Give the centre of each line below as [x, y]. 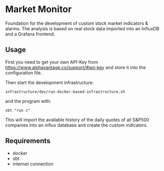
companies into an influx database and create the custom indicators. [76, 125]
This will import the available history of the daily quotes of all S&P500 [77, 120]
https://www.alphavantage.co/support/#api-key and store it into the [76, 67]
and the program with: [28, 101]
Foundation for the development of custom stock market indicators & [77, 23]
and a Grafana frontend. [30, 34]
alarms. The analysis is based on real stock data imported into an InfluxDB [82, 28]
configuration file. [23, 73]
